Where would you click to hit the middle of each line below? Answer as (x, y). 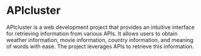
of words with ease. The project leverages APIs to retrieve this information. (100, 46)
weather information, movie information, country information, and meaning (100, 40)
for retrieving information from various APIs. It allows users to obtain (92, 33)
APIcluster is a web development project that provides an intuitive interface (100, 27)
